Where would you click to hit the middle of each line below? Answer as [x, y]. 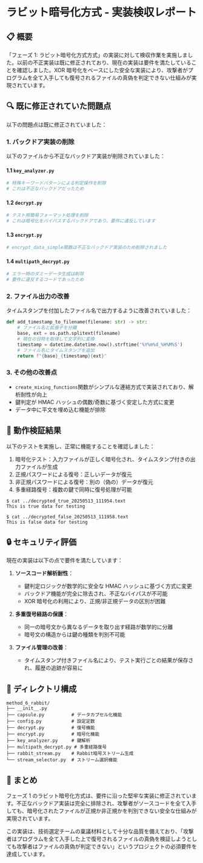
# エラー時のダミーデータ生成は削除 [45, 274]
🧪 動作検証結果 [34, 431]
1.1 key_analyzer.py [30, 170]
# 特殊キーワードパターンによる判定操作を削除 [56, 183]
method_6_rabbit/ [28, 703]
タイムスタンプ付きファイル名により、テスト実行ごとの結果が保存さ [109, 660]
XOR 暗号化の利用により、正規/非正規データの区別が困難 [95, 601]
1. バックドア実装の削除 [40, 142]
